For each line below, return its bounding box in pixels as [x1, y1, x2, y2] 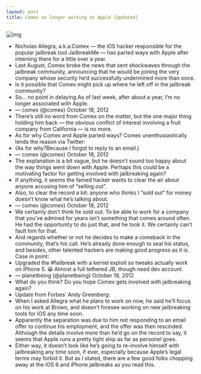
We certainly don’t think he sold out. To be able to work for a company [14, 208, 189, 215]
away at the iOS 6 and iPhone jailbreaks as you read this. [14, 361, 156, 368]
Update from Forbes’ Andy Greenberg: [14, 291, 110, 298]
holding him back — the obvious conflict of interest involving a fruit [14, 119, 181, 126]
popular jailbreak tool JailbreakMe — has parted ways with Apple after [14, 49, 189, 56]
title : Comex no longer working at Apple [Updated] [6, 14, 138, 20]
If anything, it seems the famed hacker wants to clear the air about [14, 176, 179, 183]
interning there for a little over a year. [14, 55, 107, 62]
